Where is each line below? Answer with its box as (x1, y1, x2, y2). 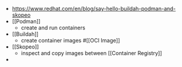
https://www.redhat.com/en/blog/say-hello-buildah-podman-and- (11, 5, 176, 12)
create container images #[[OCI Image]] (20, 37, 121, 44)
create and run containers (20, 24, 86, 31)
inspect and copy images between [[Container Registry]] (20, 50, 163, 56)
